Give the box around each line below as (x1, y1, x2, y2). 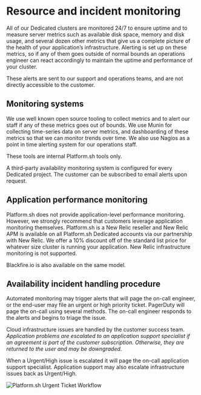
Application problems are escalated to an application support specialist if (6, 333, 191, 340)
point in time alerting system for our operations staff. (6, 141, 137, 148)
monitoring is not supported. (6, 249, 77, 257)
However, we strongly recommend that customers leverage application (6, 217, 183, 225)
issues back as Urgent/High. (6, 370, 77, 377)
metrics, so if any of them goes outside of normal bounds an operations (6, 50, 185, 57)
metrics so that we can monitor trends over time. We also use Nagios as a (6, 134, 190, 141)
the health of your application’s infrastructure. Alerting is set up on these (6, 44, 187, 51)
